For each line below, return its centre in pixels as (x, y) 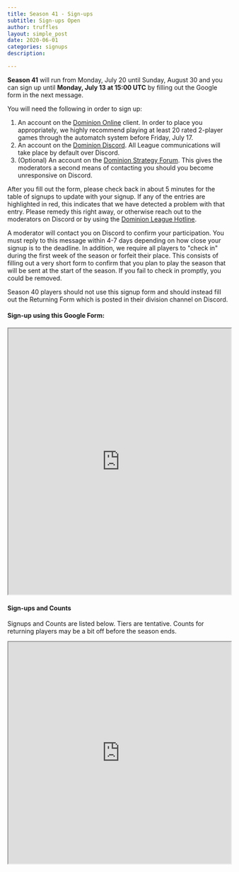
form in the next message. (45, 95)
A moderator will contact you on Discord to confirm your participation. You (116, 233)
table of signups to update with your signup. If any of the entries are (106, 197)
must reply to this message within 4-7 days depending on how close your (114, 240)
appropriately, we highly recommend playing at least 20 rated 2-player (120, 130)
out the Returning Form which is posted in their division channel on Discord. (118, 299)
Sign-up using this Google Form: (56, 316)
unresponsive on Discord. (55, 175)
